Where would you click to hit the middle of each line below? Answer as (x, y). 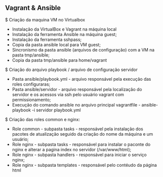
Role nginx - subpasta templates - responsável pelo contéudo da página (84, 165)
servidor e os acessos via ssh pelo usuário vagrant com (68, 94)
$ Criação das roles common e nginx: (43, 119)
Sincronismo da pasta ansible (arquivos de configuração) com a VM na (83, 50)
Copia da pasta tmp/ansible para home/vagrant (59, 60)
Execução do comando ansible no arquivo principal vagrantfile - (76, 105)
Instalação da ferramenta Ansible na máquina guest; (64, 34)
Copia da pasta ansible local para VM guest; (56, 44)
